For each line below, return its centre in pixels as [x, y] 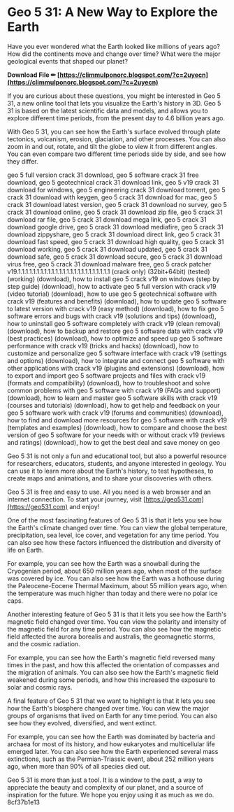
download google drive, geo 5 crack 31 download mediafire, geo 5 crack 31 [115, 227]
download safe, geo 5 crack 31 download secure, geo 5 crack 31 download [115, 257]
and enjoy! [85, 506]
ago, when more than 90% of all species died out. [79, 766]
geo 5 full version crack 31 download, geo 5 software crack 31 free [103, 175]
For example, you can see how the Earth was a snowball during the [104, 563]
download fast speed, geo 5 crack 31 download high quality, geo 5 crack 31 [116, 241]
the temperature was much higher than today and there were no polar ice [112, 593]
